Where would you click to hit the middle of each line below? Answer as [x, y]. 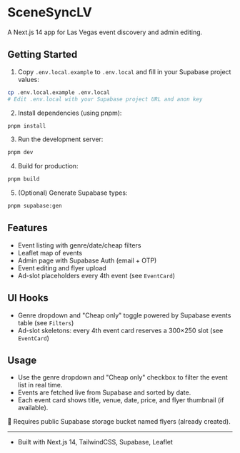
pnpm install [27, 126]
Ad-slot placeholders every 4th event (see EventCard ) [96, 275]
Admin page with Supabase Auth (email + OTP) [87, 260]
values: [28, 79]
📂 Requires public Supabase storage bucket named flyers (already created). [119, 422]
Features [27, 228]
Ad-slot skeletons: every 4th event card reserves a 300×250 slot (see [120, 330]
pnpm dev [20, 153]
